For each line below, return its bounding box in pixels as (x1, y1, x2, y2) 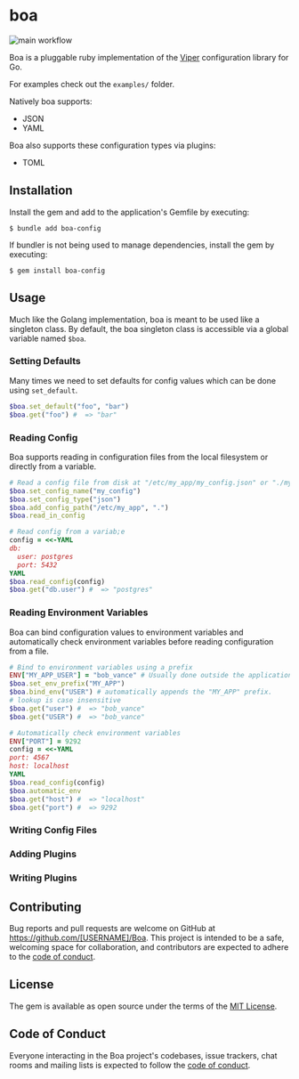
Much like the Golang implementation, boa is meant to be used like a (9, 313, 260, 325)
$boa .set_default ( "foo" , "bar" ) (9, 402, 129, 410)
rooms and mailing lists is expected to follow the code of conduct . (9, 1059, 251, 1070)
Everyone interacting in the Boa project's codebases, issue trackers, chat (9, 1050, 278, 1060)
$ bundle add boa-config (9, 223, 101, 232)
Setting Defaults (9, 355, 82, 368)
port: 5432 (17, 560, 58, 570)
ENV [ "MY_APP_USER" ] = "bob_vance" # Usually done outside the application (9, 671, 293, 680)
